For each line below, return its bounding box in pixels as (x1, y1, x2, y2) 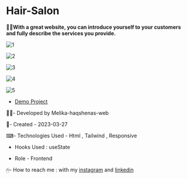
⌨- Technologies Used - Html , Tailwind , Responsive (6, 132, 137, 139)
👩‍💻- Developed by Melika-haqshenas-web (6, 109, 109, 116)
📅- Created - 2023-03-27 (6, 120, 68, 127)
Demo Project (14, 98, 48, 105)
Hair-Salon (6, 4, 60, 18)
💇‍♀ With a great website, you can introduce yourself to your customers (6, 23, 181, 31)
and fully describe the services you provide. (6, 29, 116, 36)
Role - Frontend (14, 154, 53, 162)
